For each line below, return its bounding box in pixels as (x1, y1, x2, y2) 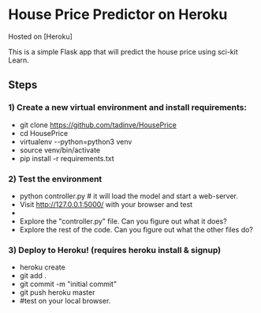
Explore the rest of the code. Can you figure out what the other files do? (19, 224, 254, 234)
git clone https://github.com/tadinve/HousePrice (19, 120, 177, 130)
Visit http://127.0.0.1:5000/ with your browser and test (19, 199, 193, 209)
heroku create (19, 262, 65, 272)
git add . (19, 271, 47, 281)
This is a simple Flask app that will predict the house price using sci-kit (8, 47, 238, 56)
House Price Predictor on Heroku (8, 6, 228, 24)
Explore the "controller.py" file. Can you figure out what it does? (19, 216, 227, 226)
